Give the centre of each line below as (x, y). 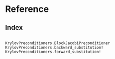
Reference (27, 9)
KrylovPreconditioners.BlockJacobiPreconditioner (58, 43)
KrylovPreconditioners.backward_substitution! (54, 48)
